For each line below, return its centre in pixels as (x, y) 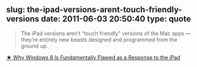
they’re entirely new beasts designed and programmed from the (99, 39)
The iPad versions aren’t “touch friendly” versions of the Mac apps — (106, 33)
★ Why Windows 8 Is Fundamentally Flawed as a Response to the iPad (93, 57)
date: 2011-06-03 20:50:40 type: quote (116, 19)
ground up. (34, 46)
